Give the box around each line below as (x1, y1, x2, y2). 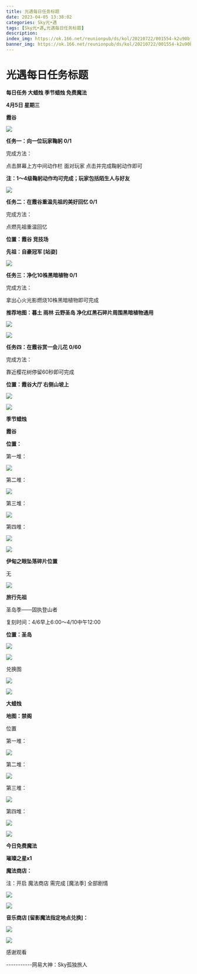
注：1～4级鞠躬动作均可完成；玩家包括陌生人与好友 (6, 174, 130, 182)
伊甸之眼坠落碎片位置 (6, 557, 57, 564)
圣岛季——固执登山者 (6, 606, 57, 613)
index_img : (6, 36, 33, 42)
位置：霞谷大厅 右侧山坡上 (6, 381, 69, 388)
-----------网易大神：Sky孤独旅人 (6, 961, 88, 968)
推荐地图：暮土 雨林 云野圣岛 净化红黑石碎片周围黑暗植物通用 (6, 309, 154, 316)
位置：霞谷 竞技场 (6, 235, 49, 242)
